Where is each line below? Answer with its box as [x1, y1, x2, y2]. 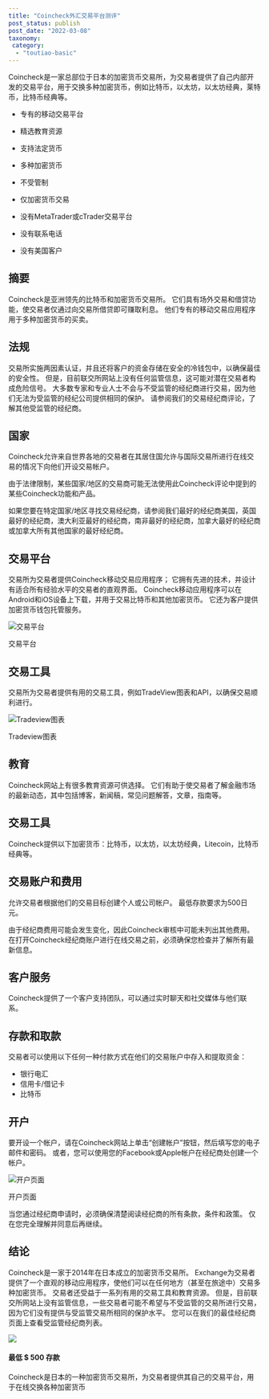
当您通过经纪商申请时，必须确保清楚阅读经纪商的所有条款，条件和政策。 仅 [8, 1209, 256, 1218]
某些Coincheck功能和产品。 [8, 489, 100, 499]
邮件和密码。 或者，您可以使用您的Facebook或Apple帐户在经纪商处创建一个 [8, 1148, 259, 1157]
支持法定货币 [19, 144, 62, 153]
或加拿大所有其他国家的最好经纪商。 [8, 526, 128, 536]
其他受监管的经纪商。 [14, 403, 86, 413]
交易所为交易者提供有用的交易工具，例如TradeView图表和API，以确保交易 [8, 687, 251, 697]
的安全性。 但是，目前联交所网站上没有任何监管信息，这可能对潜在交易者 [8, 373, 249, 382]
